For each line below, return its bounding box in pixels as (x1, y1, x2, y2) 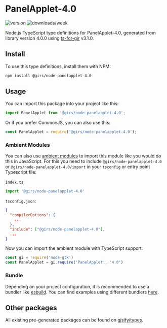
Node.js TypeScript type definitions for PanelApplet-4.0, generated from (5, 29, 156, 36)
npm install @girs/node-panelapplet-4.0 (5, 73, 92, 78)
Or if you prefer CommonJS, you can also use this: (5, 120, 111, 126)
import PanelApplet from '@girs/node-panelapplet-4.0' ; (5, 110, 126, 116)
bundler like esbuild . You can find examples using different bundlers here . (5, 289, 159, 295)
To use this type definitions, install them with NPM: (5, 63, 111, 69)
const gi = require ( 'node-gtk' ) (5, 255, 73, 260)
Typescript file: (5, 169, 37, 175)
